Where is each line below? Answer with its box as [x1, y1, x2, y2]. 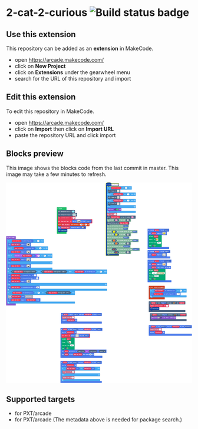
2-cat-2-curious [6, 6, 88, 19]
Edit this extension [6, 92, 76, 102]
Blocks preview [6, 149, 64, 159]
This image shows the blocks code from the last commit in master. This [6, 164, 179, 171]
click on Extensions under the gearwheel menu [14, 69, 131, 76]
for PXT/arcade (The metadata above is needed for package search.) [14, 416, 183, 423]
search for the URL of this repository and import [14, 75, 131, 82]
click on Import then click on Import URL [14, 125, 114, 132]
